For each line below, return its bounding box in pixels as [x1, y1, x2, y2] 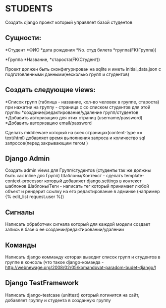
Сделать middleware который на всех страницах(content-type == [5, 129, 143, 135]
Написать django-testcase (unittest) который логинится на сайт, [5, 292, 140, 298]
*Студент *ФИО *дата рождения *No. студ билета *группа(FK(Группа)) [5, 47, 157, 52]
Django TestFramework [5, 279, 79, 287]
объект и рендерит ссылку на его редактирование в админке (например [5, 189, 160, 195]
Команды [5, 241, 37, 249]
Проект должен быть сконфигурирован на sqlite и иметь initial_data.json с [5, 66, 161, 72]
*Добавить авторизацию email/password [5, 120, 92, 126]
